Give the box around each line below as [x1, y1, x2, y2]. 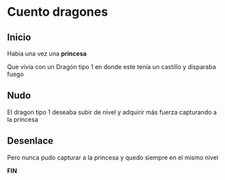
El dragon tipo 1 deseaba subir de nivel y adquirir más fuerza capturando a [7, 107, 217, 116]
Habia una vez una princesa [7, 49, 87, 57]
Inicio [7, 31, 31, 43]
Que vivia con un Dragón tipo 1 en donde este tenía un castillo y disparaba [7, 63, 217, 70]
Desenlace [7, 135, 53, 147]
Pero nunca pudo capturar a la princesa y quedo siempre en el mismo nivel [7, 153, 219, 162]
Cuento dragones [7, 4, 108, 20]
